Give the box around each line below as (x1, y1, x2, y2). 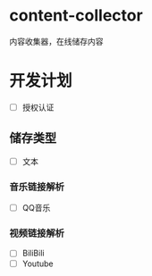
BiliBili (21, 247, 45, 259)
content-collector (9, 5, 143, 26)
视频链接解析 (9, 227, 65, 239)
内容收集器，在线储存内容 (9, 36, 104, 46)
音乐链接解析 (9, 180, 65, 193)
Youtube (21, 258, 54, 269)
